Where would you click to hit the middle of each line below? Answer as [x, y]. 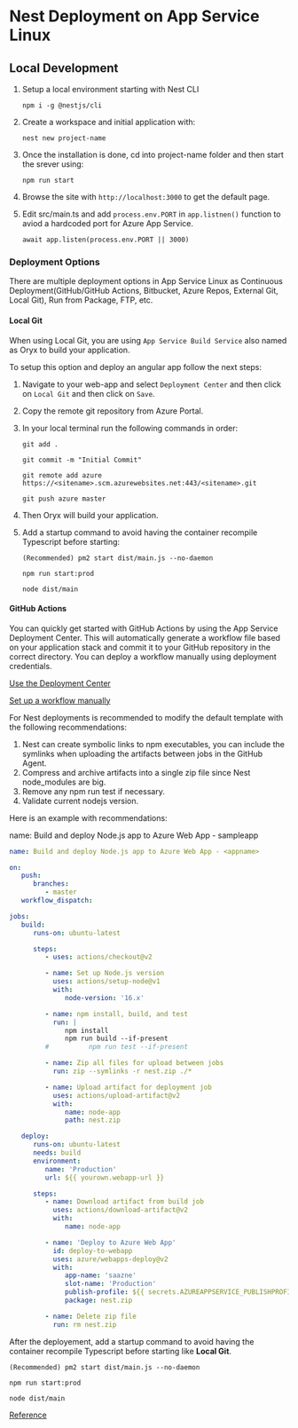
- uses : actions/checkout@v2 [98, 957]
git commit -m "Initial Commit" [82, 460]
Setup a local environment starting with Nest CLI [110, 89]
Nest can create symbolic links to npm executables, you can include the [153, 744]
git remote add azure [62, 475]
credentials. [31, 666]
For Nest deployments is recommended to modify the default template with [146, 717]
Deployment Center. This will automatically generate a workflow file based [145, 637]
